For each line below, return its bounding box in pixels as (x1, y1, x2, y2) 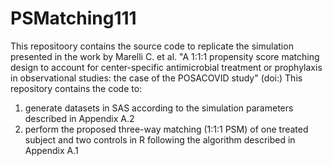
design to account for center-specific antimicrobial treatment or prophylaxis (10, 61, 323, 73)
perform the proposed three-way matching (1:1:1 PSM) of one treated (24, 123, 309, 135)
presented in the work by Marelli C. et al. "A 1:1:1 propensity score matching (10, 50, 320, 62)
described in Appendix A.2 (24, 112, 135, 124)
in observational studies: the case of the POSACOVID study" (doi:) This (10, 72, 303, 84)
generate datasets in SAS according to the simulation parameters (24, 102, 294, 114)
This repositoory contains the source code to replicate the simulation (10, 40, 294, 52)
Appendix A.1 (24, 144, 79, 156)
